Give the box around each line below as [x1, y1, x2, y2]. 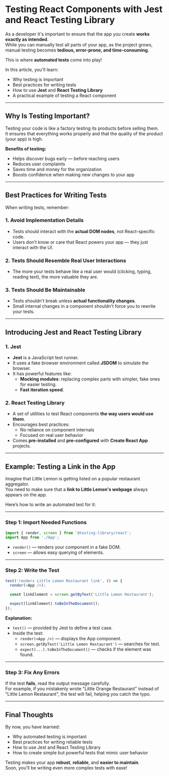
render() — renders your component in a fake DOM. [12, 544, 121, 550]
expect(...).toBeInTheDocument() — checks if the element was [20, 646, 151, 652]
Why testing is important [12, 76, 64, 82]
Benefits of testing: [5, 145, 47, 152]
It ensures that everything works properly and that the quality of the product [5, 130, 163, 137]
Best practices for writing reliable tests [12, 739, 93, 745]
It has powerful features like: [12, 371, 72, 377]
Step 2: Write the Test [5, 567, 59, 574]
